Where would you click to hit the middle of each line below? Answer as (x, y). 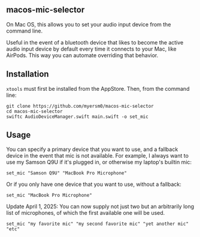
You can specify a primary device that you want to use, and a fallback (92, 149)
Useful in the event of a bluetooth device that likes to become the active (95, 42)
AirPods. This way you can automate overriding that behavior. (82, 55)
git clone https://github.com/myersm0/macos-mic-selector (80, 106)
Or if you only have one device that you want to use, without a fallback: (94, 184)
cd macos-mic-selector (34, 111)
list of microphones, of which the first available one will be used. (86, 213)
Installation (28, 74)
